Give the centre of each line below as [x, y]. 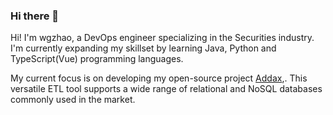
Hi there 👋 [35, 16]
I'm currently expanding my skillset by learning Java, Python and [143, 48]
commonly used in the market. [73, 100]
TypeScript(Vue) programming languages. [97, 59]
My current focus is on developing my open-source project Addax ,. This [159, 78]
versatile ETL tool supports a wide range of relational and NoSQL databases [166, 89]
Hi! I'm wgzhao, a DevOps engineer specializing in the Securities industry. [162, 38]
